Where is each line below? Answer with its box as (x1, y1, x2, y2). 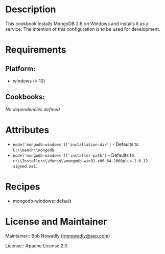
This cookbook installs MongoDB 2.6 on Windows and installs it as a (5, 20, 149, 27)
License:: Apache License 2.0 (5, 242, 68, 249)
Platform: (5, 64, 36, 73)
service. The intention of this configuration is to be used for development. (5, 26, 160, 32)
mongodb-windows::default (12, 198, 72, 204)
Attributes (5, 124, 50, 136)
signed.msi (12, 164, 36, 169)
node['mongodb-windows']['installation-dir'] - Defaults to (12, 141, 139, 147)
